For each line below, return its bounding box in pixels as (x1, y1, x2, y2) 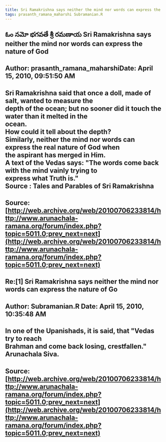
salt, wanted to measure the (5, 96, 93, 105)
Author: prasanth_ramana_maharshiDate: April (5, 64, 153, 72)
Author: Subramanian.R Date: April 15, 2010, (5, 302, 144, 311)
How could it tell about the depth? (5, 127, 111, 136)
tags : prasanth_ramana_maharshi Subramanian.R (5, 12, 103, 17)
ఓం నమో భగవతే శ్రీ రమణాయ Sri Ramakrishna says (5, 30, 152, 39)
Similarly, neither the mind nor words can (5, 135, 135, 144)
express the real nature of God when (5, 143, 120, 151)
